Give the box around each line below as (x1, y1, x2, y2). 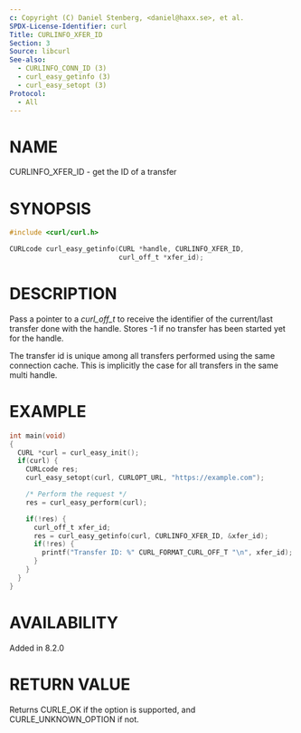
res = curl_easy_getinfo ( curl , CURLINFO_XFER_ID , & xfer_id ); (33, 531, 269, 540)
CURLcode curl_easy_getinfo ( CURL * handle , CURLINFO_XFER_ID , (9, 245, 245, 254)
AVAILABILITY (9, 612, 119, 632)
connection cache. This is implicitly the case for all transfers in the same (9, 360, 278, 371)
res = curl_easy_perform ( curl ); (25, 497, 147, 507)
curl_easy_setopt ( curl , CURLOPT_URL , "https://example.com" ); (25, 473, 265, 483)
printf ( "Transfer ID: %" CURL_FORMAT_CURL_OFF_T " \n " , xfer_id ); (42, 548, 294, 557)
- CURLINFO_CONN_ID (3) (17, 64, 107, 73)
